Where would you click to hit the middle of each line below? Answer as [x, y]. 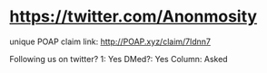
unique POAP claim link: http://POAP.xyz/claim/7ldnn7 [110, 41]
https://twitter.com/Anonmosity [133, 17]
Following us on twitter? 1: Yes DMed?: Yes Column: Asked [119, 59]
